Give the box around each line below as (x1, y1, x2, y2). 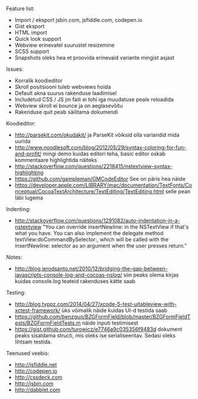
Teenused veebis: (6, 350, 50, 356)
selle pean (165, 188, 191, 194)
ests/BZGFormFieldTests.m (14, 319, 81, 326)
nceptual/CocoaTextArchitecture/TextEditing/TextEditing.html (14, 188, 164, 194)
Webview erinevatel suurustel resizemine (14, 41, 115, 48)
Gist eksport (14, 23, 45, 30)
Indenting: (6, 206, 31, 212)
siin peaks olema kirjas (123, 271, 179, 278)
